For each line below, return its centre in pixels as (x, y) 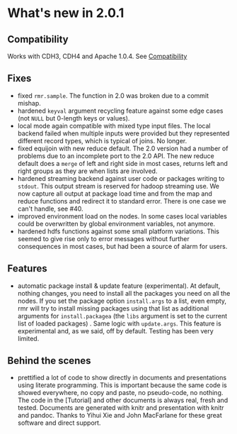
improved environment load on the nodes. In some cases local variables (122, 216)
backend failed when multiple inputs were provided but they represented (123, 133)
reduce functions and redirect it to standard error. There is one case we (122, 201)
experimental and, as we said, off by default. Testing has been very (115, 330)
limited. (28, 338)
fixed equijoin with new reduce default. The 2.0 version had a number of (123, 148)
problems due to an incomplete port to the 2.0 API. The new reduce (116, 156)
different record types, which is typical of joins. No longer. (102, 140)
